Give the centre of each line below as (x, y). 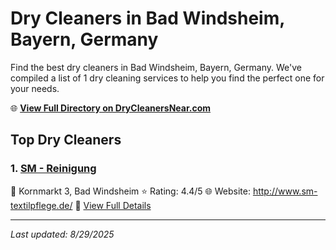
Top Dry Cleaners (66, 140)
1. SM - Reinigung (53, 169)
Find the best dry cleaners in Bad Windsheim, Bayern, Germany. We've (156, 67)
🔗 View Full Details (113, 205)
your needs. (35, 88)
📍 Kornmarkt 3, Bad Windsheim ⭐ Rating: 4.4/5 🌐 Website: (130, 191)
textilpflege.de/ (41, 205)
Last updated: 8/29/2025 (62, 234)
